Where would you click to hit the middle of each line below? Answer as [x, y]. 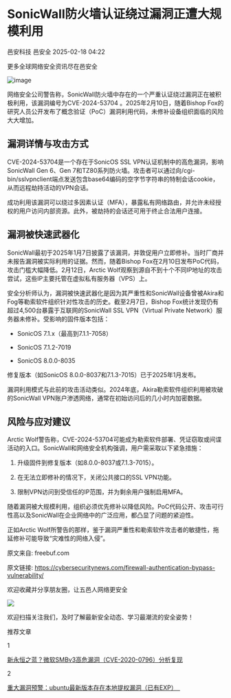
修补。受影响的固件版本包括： [67, 319]
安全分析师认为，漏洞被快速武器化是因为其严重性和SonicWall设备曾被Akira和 [115, 293]
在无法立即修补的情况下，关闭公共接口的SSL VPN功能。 [96, 477]
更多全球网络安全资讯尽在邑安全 [52, 66]
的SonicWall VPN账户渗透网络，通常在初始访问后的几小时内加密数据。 [107, 398]
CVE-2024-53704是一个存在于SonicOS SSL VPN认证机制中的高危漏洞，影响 [115, 162]
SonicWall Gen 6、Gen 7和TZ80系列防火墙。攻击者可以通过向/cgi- [101, 170]
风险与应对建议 [39, 422]
